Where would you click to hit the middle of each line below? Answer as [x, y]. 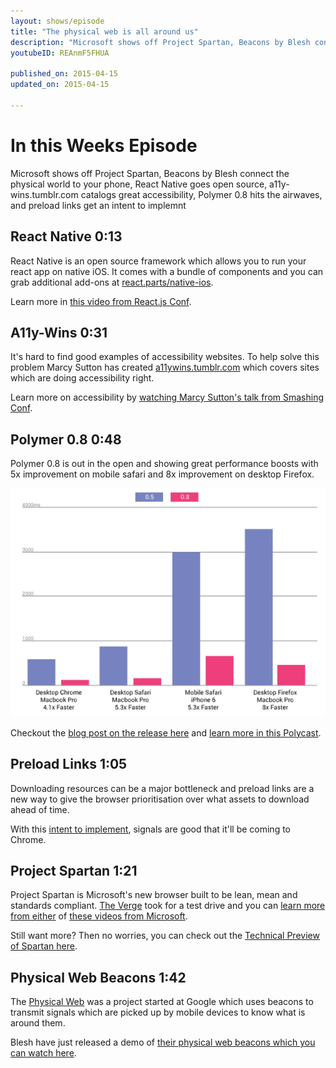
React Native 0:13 [66, 236]
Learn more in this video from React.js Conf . [101, 301]
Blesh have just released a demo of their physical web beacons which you [163, 1042]
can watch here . [43, 1053]
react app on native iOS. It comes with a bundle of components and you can [167, 271]
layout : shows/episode [57, 21]
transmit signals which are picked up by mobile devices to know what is [158, 1012]
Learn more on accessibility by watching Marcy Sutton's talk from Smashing [167, 397]
